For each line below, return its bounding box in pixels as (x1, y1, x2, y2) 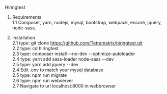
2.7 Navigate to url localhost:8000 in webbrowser (12, 83, 116, 89)
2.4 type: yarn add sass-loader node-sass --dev (12, 56, 114, 62)
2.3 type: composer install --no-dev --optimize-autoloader (12, 51, 135, 57)
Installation (12, 35, 36, 40)
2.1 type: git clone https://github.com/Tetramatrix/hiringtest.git (12, 40, 143, 46)
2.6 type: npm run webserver (12, 78, 73, 83)
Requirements (12, 14, 42, 20)
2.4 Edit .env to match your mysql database (12, 67, 104, 73)
